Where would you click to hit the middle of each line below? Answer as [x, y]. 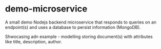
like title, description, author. [34, 41]
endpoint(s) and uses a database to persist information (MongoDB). [73, 27]
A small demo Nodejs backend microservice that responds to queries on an [81, 22]
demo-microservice [46, 9]
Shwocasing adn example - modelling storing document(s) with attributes [79, 37]
